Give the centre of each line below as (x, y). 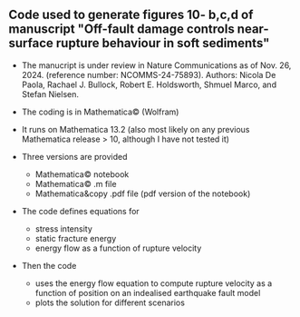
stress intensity (63, 228)
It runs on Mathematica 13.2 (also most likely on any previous (135, 129)
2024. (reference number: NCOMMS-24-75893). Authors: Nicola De (149, 74)
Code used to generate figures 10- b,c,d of (131, 15)
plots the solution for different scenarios (110, 302)
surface (31, 43)
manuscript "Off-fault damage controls (121, 30)
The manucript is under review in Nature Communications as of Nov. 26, (156, 65)
